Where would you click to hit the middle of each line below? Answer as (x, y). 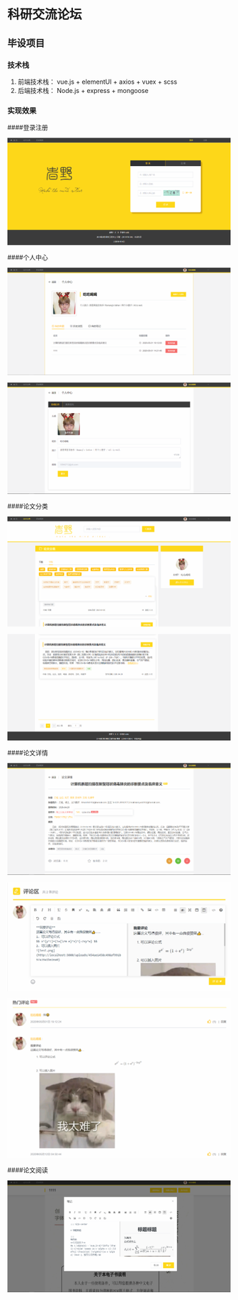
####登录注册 (28, 128)
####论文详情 (28, 752)
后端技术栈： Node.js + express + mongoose (83, 90)
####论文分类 (28, 506)
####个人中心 (28, 258)
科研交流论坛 (45, 15)
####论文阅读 (28, 1170)
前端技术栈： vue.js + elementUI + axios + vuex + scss (97, 82)
